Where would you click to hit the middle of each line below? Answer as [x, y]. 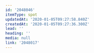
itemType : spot [21, 15]
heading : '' [18, 33]
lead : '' [14, 29]
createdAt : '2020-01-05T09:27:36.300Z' [48, 24]
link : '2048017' [22, 43]
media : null [18, 38]
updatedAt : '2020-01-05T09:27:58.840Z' [48, 19]
